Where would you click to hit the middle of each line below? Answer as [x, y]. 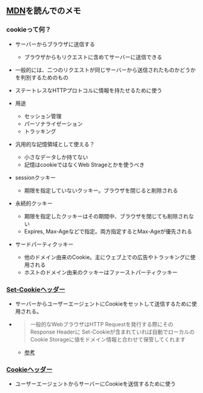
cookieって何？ [29, 30]
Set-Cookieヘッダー [36, 289]
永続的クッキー [34, 203]
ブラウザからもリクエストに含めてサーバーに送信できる [93, 57]
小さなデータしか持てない [56, 157]
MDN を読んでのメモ [44, 11]
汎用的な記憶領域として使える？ [55, 144]
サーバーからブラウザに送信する [55, 44]
